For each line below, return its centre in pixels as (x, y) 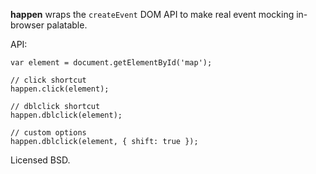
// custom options (48, 133)
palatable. (67, 25)
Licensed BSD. (40, 160)
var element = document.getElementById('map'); (111, 63)
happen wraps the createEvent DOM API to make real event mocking (152, 14)
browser (27, 25)
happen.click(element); (60, 89)
